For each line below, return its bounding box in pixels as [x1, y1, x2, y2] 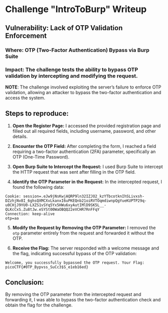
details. [12, 133, 28, 139]
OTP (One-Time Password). [12, 153, 70, 160]
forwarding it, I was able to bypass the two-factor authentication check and [5, 297, 161, 303]
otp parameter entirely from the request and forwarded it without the [12, 230, 154, 236]
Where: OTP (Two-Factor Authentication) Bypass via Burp [5, 46, 149, 53]
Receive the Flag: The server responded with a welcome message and [12, 245, 159, 251]
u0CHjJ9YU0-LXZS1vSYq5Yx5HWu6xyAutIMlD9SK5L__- [5, 202, 107, 207]
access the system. [5, 95, 46, 101]
